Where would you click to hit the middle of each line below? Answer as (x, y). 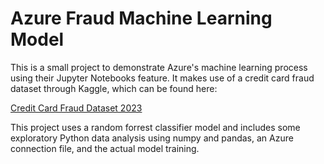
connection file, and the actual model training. (105, 148)
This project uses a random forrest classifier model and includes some (155, 127)
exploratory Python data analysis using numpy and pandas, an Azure (152, 138)
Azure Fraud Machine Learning (141, 18)
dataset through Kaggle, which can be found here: (114, 88)
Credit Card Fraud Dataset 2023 (76, 108)
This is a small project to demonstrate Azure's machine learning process (159, 67)
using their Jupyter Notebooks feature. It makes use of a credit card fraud (162, 78)
